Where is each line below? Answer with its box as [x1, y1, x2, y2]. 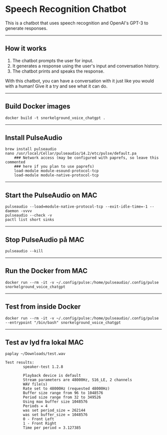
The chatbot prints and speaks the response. [12, 68, 104, 74]
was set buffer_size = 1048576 [23, 412, 88, 418]
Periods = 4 [23, 404, 48, 409]
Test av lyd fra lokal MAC [5, 338, 84, 347]
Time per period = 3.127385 [23, 426, 81, 431]
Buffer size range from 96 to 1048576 [23, 391, 103, 396]
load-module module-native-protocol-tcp [14, 173, 99, 178]
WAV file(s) [23, 382, 48, 387]
